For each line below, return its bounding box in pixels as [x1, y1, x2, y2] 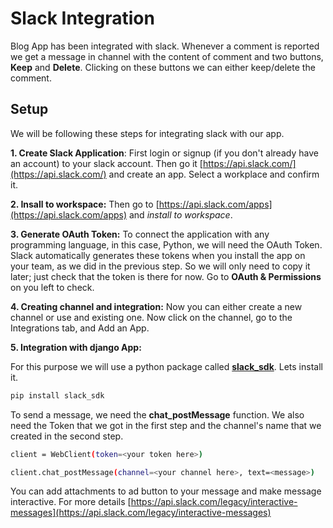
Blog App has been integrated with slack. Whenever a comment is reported [10, 40, 320, 52]
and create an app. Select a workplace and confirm [108, 168, 320, 180]
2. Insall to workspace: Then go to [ [10, 198, 160, 210]
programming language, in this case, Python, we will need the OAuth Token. [10, 238, 323, 251]
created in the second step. [10, 430, 124, 442]
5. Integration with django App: [10, 341, 142, 353]
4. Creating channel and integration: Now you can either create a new [10, 300, 303, 312]
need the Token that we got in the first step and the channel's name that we [10, 419, 322, 431]
